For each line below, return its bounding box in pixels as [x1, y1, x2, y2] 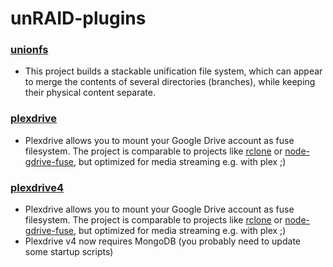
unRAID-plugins [10, 7, 147, 30]
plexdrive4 [10, 180, 65, 194]
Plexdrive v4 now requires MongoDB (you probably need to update [24, 235, 301, 247]
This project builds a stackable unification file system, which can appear [24, 65, 323, 77]
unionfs [10, 43, 49, 57]
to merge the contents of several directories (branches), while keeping [24, 76, 316, 88]
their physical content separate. [24, 87, 156, 99]
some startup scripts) [24, 246, 114, 258]
